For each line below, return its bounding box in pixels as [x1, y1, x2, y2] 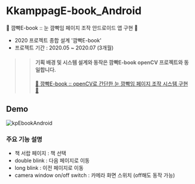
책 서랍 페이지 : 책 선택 [14, 150, 66, 157]
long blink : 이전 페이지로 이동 [14, 165, 84, 172]
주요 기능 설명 [6, 135, 43, 143]
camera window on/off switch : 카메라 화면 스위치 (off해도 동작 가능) [14, 172, 175, 179]
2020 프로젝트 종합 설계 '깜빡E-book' [14, 36, 102, 44]
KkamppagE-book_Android [6, 4, 142, 18]
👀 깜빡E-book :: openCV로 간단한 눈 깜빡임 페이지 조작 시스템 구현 [35, 81, 189, 88]
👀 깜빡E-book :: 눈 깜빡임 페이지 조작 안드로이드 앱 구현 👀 [6, 24, 138, 31]
